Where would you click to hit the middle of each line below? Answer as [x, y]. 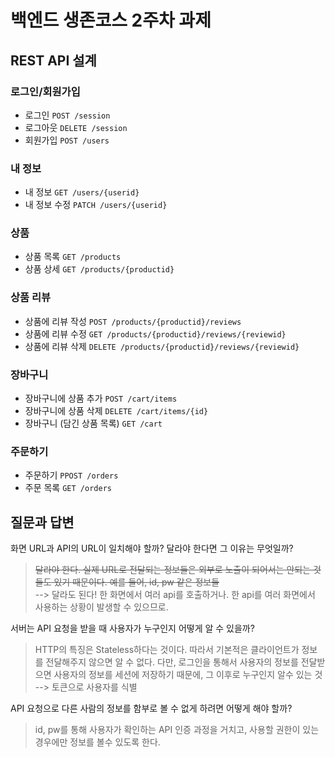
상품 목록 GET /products [73, 257]
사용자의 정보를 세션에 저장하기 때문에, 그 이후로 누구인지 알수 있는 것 [188, 675]
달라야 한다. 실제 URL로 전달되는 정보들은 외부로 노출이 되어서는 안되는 [173, 570]
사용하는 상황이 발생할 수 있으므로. [101, 607]
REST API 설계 [53, 60]
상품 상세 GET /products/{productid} [99, 269]
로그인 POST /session [67, 115]
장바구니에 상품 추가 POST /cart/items [101, 398]
